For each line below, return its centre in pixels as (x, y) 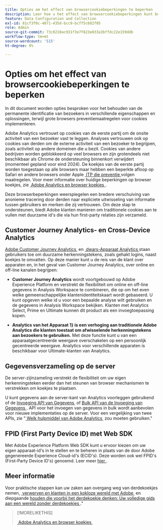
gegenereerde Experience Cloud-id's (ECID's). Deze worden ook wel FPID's (81, 456)
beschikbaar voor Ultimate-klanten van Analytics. (61, 351)
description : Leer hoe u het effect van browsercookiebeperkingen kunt (79, 14)
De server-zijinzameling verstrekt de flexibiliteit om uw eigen (65, 378)
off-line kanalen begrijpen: (32, 270)
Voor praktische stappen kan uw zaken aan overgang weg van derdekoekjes (81, 488)
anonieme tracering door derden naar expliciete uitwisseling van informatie (80, 199)
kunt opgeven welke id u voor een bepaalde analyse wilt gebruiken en (82, 300)
